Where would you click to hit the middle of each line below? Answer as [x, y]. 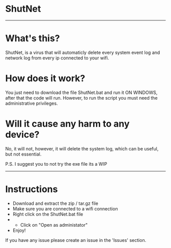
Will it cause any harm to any [67, 124]
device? [22, 135]
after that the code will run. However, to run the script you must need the [81, 98]
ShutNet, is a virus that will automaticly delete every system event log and [83, 52]
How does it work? [45, 79]
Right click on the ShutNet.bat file [48, 214]
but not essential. [23, 154]
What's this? [33, 38]
